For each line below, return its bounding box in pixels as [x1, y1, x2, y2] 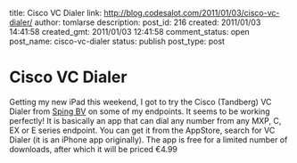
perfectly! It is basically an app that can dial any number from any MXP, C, [9, 115, 282, 126]
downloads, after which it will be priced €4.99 [9, 143, 178, 154]
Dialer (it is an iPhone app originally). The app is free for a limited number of [9, 134, 288, 145]
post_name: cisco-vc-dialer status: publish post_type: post [9, 36, 226, 46]
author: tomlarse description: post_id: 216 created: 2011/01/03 [34, 17, 261, 28]
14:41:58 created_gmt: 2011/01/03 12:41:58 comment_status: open [9, 27, 250, 37]
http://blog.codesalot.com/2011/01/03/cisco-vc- [103, 8, 280, 18]
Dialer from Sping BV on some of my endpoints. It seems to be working [9, 106, 270, 117]
